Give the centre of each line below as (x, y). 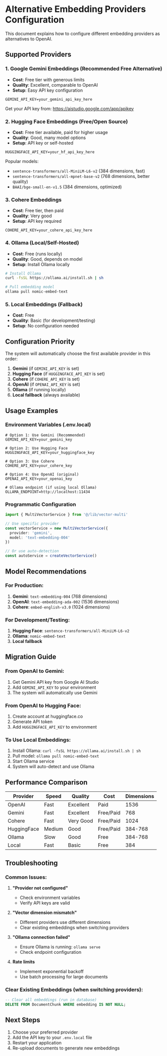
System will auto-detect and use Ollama (53, 766)
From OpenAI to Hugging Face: (43, 705)
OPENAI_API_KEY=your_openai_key (39, 479)
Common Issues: (26, 877)
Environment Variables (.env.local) (48, 425)
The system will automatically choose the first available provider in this (78, 354)
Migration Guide (31, 657)
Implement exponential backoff (52, 971)
